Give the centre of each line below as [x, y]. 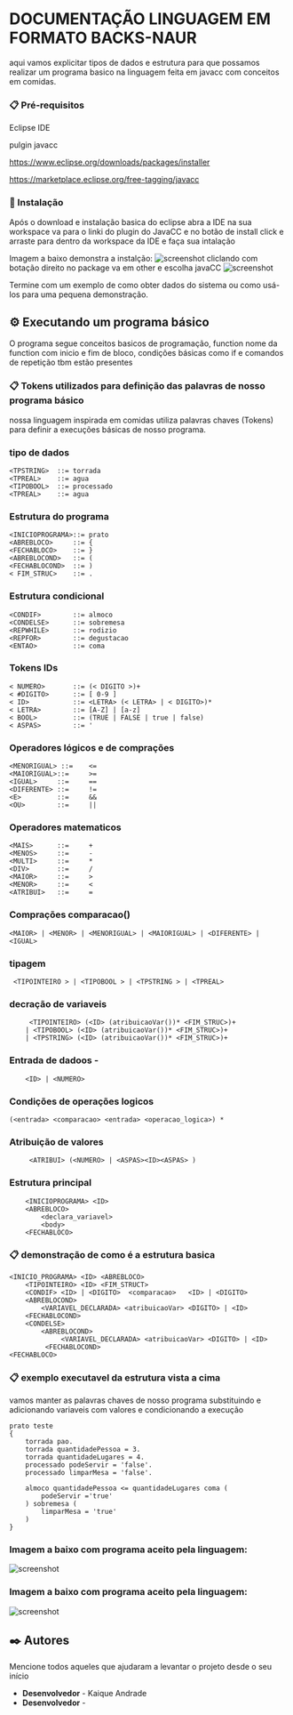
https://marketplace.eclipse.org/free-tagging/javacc [104, 180]
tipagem [28, 963]
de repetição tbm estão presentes [71, 362]
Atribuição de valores [56, 1141]
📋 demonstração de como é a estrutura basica [112, 1255]
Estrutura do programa [59, 516]
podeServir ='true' [77, 1496]
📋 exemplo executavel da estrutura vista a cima [115, 1377]
